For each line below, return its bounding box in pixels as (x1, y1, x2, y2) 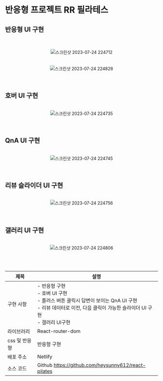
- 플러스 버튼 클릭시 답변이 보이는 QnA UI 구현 (37, 297, 137, 304)
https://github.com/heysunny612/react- (53, 362, 146, 369)
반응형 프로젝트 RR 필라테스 (5, 4, 109, 16)
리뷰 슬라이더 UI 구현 (5, 182, 63, 190)
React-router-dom (37, 328, 81, 335)
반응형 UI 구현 (5, 25, 44, 33)
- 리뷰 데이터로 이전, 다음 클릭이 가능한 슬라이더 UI (37, 304, 147, 311)
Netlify (37, 353, 52, 360)
